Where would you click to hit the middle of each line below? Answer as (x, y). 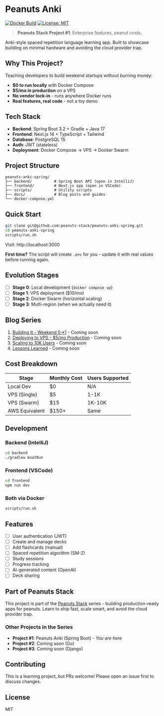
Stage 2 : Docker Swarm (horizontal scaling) (57, 299)
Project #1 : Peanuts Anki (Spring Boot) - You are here (67, 638)
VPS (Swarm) (23, 402)
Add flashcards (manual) (38, 547)
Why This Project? (34, 63)
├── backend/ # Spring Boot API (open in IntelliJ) (70, 181)
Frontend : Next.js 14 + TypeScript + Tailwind (58, 134)
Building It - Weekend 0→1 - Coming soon (55, 332)
